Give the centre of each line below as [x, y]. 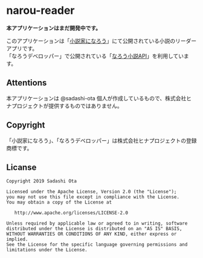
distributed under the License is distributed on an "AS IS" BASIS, [94, 229]
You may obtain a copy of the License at [59, 202]
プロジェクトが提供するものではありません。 [67, 106]
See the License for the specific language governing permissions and [97, 245]
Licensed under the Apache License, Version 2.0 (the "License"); [92, 192]
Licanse [21, 167]
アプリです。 [22, 48]
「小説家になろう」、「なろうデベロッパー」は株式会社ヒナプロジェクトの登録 [101, 140]
